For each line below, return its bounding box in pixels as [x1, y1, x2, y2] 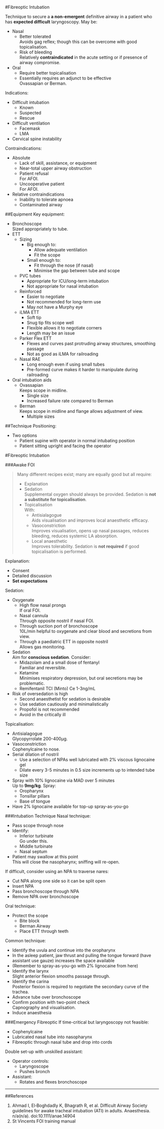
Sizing [19, 236, 32, 242]
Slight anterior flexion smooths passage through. [12, 973, 111, 979]
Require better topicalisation [19, 70, 77, 75]
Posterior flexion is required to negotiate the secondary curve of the [12, 984, 149, 989]
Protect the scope [12, 913, 48, 918]
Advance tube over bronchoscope [12, 994, 82, 1000]
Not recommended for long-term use [26, 299, 102, 304]
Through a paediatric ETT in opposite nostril [19, 639, 108, 644]
